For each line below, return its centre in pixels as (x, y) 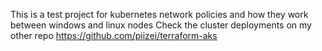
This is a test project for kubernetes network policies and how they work (159, 14)
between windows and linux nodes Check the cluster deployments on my (161, 25)
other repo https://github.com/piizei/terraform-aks (114, 35)
